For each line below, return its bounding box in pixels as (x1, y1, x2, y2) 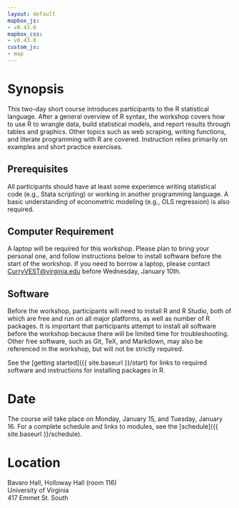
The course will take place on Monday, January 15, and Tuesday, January (7, 415, 223, 423)
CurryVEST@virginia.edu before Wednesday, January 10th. (7, 267, 181, 275)
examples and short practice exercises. (7, 142, 123, 151)
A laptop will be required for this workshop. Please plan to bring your (7, 244, 209, 253)
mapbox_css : (7, 30, 43, 38)
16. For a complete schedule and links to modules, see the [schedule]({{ (7, 422, 219, 431)
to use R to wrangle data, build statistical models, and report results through (7, 119, 230, 128)
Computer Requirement (7, 225, 114, 238)
